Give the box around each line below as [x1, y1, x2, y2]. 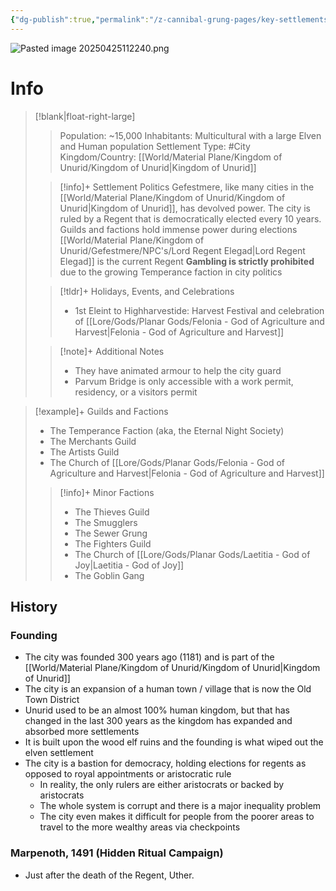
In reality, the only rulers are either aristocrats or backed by [39, 779, 285, 791]
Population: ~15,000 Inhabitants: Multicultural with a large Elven [59, 129, 322, 141]
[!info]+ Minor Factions [59, 486, 155, 498]
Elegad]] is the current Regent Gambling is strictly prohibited [59, 255, 315, 267]
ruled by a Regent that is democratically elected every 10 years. [59, 212, 322, 225]
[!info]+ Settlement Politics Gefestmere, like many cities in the [59, 181, 315, 193]
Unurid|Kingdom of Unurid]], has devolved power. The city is [59, 202, 311, 214]
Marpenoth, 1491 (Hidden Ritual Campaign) [10, 846, 224, 860]
